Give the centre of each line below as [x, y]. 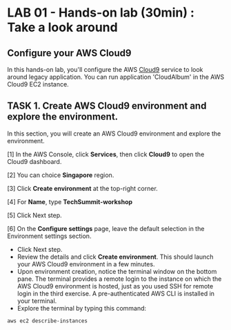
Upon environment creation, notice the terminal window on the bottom [117, 271]
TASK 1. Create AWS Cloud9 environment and [107, 106]
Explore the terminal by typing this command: [82, 308]
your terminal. [37, 301]
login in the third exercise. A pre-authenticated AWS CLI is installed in [116, 293]
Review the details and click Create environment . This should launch [115, 257]
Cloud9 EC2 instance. [38, 84]
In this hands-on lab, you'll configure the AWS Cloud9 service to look [105, 70]
